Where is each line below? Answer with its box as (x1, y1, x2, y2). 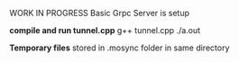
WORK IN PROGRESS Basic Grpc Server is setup (9, 8, 190, 18)
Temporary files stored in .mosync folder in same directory (9, 42, 230, 53)
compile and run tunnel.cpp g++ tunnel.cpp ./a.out (9, 25, 201, 35)
